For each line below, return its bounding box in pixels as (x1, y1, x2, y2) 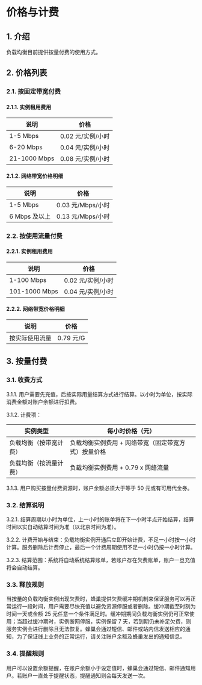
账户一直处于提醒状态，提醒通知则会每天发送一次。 (22, 672, 148, 679)
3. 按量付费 (6, 356, 47, 366)
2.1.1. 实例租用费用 (6, 103, 52, 110)
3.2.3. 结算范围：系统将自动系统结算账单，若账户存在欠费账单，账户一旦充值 (6, 557, 195, 564)
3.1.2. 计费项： (6, 411, 42, 418)
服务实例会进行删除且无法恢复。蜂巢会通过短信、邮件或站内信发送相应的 (6, 625, 185, 633)
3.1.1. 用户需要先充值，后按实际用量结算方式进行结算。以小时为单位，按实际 (6, 390, 193, 398)
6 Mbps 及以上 (9, 212, 51, 221)
